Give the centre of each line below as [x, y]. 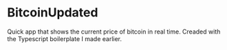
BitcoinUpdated [53, 13]
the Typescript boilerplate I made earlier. [65, 38]
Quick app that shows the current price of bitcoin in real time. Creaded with [114, 32]
